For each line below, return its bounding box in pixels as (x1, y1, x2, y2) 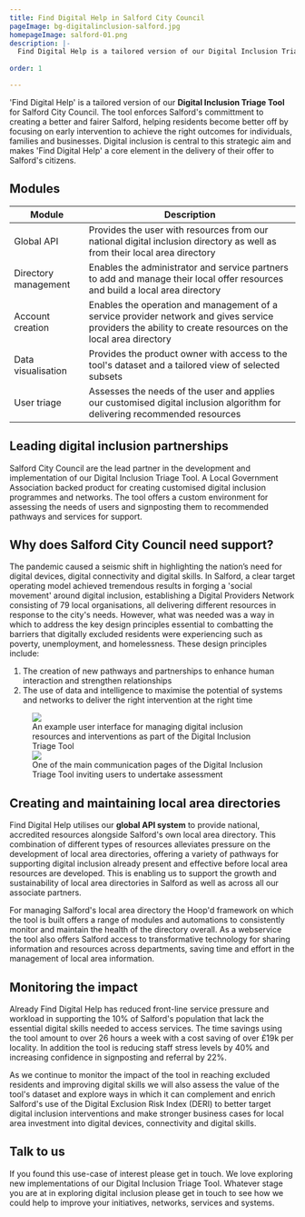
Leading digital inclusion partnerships (9, 438, 229, 454)
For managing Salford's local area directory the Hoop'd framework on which (9, 905, 294, 916)
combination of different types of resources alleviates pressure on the (9, 839, 271, 850)
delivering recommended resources (88, 407, 241, 420)
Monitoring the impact (9, 979, 139, 995)
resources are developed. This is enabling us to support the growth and (9, 868, 277, 879)
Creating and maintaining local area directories (9, 795, 281, 811)
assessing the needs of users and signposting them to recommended (9, 501, 270, 512)
